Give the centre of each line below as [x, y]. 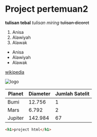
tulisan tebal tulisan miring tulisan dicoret [47, 23]
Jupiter [16, 118]
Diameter [39, 93]
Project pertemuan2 [47, 9]
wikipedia [15, 72]
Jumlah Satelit [72, 93]
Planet [16, 93]
